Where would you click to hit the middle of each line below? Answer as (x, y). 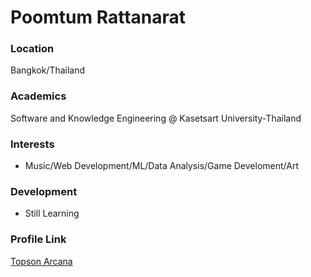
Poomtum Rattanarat (98, 17)
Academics (38, 96)
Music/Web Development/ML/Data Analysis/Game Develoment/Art (161, 166)
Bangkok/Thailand (48, 70)
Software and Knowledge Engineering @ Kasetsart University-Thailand (156, 118)
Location (32, 49)
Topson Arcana (41, 261)
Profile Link (38, 239)
